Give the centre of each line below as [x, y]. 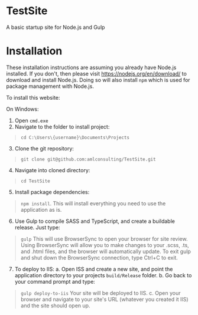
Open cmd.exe [31, 120]
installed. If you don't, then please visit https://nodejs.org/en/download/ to [97, 73]
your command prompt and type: [55, 281]
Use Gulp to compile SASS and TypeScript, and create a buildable [95, 221]
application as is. [41, 209]
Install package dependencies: [52, 192]
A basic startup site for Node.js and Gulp [56, 27]
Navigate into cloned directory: [52, 170]
